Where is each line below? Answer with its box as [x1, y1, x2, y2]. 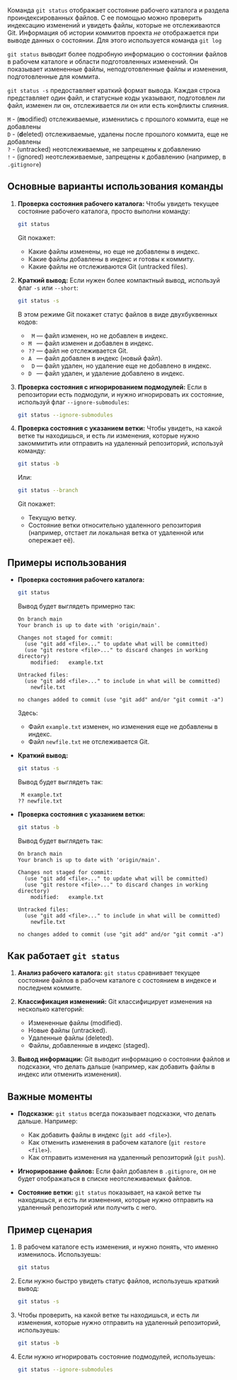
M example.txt [21, 791, 63, 798]
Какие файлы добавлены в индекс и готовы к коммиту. [28, 254, 195, 263]
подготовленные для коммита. [7, 72, 100, 81]
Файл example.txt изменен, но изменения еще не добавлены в [28, 722, 218, 730]
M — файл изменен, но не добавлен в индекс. [31, 331, 168, 339]
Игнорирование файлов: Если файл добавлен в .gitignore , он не [17, 1167, 217, 1175]
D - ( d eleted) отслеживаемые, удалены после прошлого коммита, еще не [7, 130, 229, 138]
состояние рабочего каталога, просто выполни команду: [17, 207, 190, 215]
